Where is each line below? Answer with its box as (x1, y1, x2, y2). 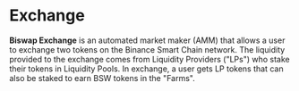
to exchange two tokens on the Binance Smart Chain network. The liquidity (9, 44, 286, 54)
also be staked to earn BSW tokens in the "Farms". (9, 72, 195, 83)
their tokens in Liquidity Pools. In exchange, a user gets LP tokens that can (9, 63, 284, 74)
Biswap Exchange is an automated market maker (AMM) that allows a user (9, 35, 286, 45)
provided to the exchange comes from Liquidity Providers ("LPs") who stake (9, 54, 290, 64)
